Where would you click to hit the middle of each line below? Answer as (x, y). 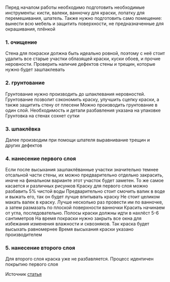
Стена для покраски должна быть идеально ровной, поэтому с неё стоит (85, 54)
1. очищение (21, 42)
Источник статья (23, 274)
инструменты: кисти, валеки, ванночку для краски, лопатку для (75, 13)
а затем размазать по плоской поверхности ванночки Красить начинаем (85, 208)
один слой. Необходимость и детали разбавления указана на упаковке (83, 110)
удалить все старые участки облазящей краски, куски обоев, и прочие (83, 59)
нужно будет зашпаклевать (35, 70)
